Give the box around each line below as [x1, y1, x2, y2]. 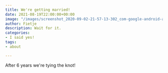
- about [5, 44, 21, 49]
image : [5, 16, 19, 21]
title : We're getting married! [5, 7, 70, 12]
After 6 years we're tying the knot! [5, 62, 76, 68]
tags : [5, 40, 16, 45]
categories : [5, 30, 30, 35]
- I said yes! [5, 35, 35, 40]
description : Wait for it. [5, 26, 61, 31]
